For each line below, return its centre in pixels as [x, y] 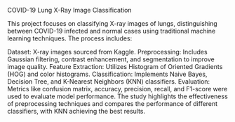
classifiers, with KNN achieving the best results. [76, 111]
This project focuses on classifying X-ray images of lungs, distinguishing [112, 23]
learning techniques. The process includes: [70, 38]
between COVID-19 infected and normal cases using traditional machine [112, 31]
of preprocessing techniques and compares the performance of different [113, 104]
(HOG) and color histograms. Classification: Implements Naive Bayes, [107, 74]
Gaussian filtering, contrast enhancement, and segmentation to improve [111, 59]
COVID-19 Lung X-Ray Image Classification [69, 10]
